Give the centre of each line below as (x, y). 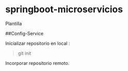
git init (24, 53)
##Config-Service (24, 33)
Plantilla (14, 23)
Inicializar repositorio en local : (38, 43)
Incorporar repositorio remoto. (37, 63)
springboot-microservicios (64, 9)
